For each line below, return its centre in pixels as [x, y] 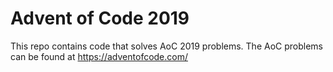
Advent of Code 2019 [100, 18]
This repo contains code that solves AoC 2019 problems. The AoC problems [167, 46]
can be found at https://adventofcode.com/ [99, 56]
